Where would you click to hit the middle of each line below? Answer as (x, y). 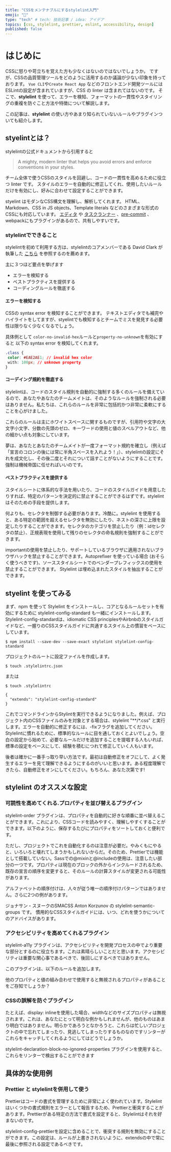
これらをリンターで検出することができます (50, 1056)
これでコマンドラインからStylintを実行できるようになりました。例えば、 (81, 714)
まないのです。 (21, 1121)
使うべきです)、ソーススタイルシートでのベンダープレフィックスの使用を (86, 563)
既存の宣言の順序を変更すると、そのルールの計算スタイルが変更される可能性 (86, 871)
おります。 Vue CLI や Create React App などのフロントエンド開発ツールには (84, 84)
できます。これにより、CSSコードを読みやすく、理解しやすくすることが (90, 822)
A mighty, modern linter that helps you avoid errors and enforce (84, 161)
